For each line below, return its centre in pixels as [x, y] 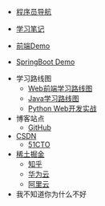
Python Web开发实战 [62, 108]
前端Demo [33, 46]
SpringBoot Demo [45, 62]
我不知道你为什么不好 [51, 194]
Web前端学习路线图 [60, 88]
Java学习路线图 [53, 98]
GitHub [40, 127]
